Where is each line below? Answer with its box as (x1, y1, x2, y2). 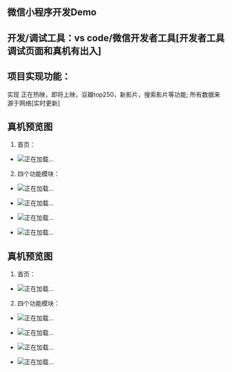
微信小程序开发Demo (7, 6, 97, 19)
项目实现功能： (7, 71, 71, 83)
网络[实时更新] (19, 99, 61, 107)
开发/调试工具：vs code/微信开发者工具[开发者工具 (7, 32, 225, 43)
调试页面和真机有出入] (7, 45, 101, 56)
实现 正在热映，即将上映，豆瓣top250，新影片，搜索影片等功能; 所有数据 (7, 90, 215, 99)
